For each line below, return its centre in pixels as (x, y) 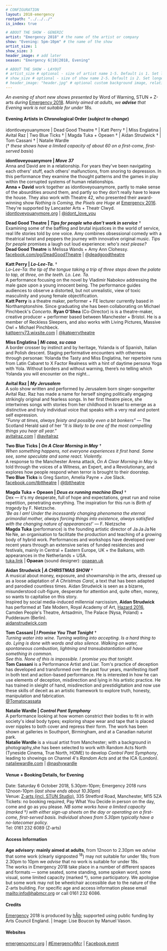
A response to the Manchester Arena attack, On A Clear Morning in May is (82, 462)
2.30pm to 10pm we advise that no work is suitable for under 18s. (72, 862)
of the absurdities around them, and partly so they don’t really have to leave (83, 192)
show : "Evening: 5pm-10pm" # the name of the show (59, 42)
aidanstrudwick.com (27, 623)
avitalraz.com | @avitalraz (32, 436)
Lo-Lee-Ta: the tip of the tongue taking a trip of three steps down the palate (83, 269)
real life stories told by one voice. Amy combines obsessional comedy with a (84, 234)
